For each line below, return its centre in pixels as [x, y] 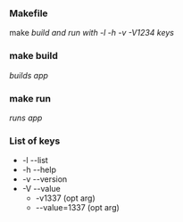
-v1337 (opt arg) [65, 198]
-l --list [35, 160]
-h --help [39, 170]
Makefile [29, 13]
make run [30, 98]
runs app [26, 118]
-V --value [41, 189]
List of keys [35, 141]
